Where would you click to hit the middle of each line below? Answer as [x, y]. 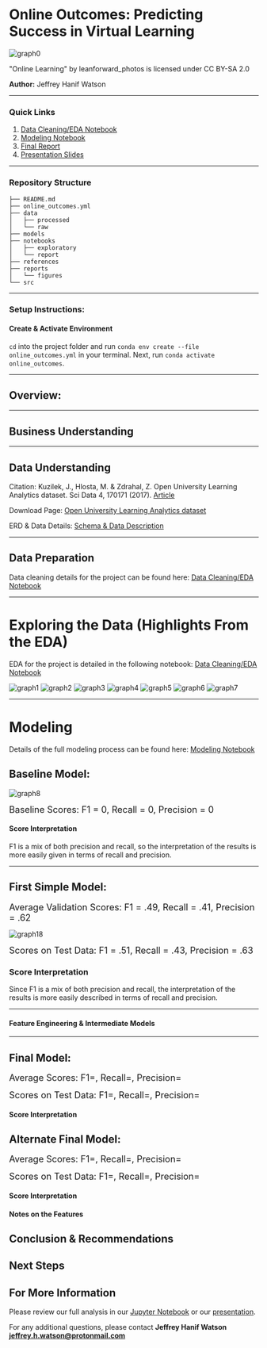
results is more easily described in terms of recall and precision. [114, 998]
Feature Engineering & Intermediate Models [82, 1023]
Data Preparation [51, 558]
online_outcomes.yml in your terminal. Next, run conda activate [112, 354]
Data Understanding [60, 467]
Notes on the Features [46, 1214]
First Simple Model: [58, 887]
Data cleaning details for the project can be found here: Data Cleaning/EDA [132, 577]
